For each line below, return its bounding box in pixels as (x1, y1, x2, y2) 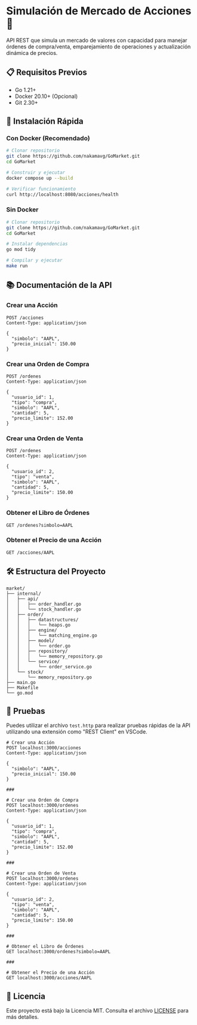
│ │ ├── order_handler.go (6, 601, 82, 607)
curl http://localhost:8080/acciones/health (6, 191, 119, 198)
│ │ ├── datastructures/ (6, 616, 79, 622)
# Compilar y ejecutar (6, 257, 63, 263)
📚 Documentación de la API (6, 280, 112, 290)
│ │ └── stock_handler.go (6, 606, 82, 612)
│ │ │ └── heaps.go (6, 622, 70, 628)
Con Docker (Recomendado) (6, 134, 91, 143)
